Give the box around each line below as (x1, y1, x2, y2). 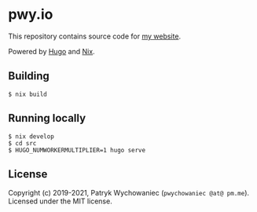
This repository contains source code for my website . (8, 31, 182, 41)
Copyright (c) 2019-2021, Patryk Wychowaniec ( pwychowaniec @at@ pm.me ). (8, 188, 250, 198)
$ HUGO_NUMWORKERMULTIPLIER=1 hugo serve (8, 146, 146, 154)
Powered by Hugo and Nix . (8, 46, 96, 56)
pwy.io (8, 5, 53, 24)
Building (8, 69, 50, 83)
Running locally (8, 111, 86, 125)
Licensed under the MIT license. (8, 196, 112, 206)
